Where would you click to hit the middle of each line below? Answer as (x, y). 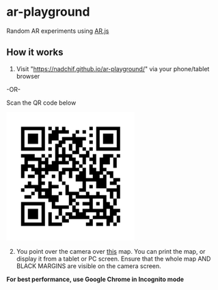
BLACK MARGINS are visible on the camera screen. (88, 266)
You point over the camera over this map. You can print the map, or (111, 251)
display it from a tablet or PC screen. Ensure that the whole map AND (113, 259)
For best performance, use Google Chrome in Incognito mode (95, 279)
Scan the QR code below (41, 103)
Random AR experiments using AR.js (58, 31)
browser (28, 76)
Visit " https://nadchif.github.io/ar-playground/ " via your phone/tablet (113, 68)
